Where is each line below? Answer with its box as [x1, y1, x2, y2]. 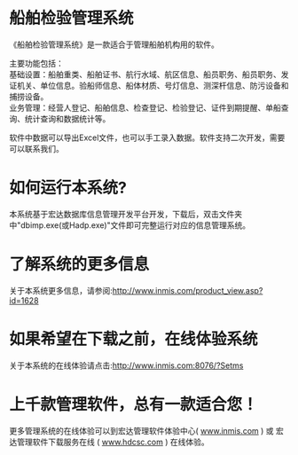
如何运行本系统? [9, 178, 127, 198]
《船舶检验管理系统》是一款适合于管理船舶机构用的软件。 [9, 39, 219, 50]
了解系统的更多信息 [9, 255, 150, 275]
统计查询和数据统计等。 [24, 113, 111, 124]
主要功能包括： [9, 58, 64, 68]
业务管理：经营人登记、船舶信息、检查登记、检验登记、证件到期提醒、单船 [9, 102, 281, 113]
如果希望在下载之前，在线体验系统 [9, 329, 259, 349]
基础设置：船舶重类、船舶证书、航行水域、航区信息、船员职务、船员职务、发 [9, 68, 289, 80]
